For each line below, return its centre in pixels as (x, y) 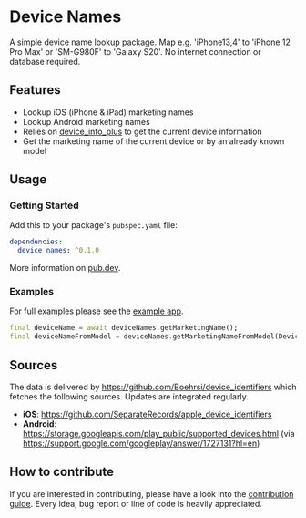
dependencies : (36, 242)
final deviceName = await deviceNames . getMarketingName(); (124, 328)
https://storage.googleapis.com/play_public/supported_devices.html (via (158, 434)
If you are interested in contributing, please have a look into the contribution (152, 493)
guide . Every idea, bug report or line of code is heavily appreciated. (136, 503)
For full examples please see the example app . (97, 311)
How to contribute (62, 472)
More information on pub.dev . (65, 268)
